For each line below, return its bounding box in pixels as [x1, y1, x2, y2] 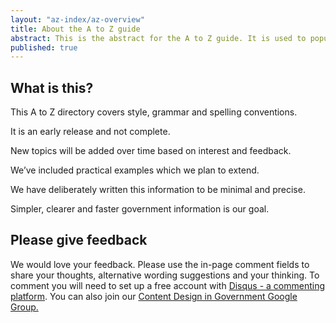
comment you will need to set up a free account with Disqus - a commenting [10, 279, 326, 291]
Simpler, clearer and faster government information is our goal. [10, 203, 270, 215]
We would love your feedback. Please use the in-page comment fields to [10, 258, 310, 270]
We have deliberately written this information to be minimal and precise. [10, 184, 306, 196]
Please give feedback [10, 232, 148, 249]
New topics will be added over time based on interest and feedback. [10, 145, 292, 157]
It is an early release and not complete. [10, 126, 171, 138]
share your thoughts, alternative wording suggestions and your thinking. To [10, 269, 320, 281]
